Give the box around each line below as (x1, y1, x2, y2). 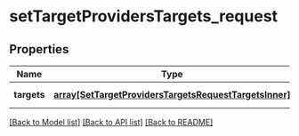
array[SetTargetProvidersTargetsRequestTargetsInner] (53, 89, 291, 100)
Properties (9, 42, 69, 57)
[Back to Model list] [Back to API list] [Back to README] (9, 117, 214, 127)
